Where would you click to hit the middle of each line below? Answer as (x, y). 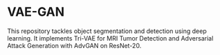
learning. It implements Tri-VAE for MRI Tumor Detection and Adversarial (110, 38)
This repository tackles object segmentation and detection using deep (107, 31)
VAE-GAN (36, 12)
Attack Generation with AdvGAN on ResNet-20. (74, 45)
